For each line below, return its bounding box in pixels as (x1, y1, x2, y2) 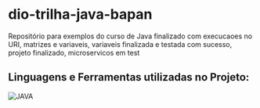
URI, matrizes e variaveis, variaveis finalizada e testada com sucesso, (8, 39, 233, 49)
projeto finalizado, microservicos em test (8, 48, 140, 57)
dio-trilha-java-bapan (8, 5, 153, 23)
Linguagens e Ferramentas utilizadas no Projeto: (8, 70, 250, 84)
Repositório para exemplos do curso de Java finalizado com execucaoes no (8, 31, 253, 41)
